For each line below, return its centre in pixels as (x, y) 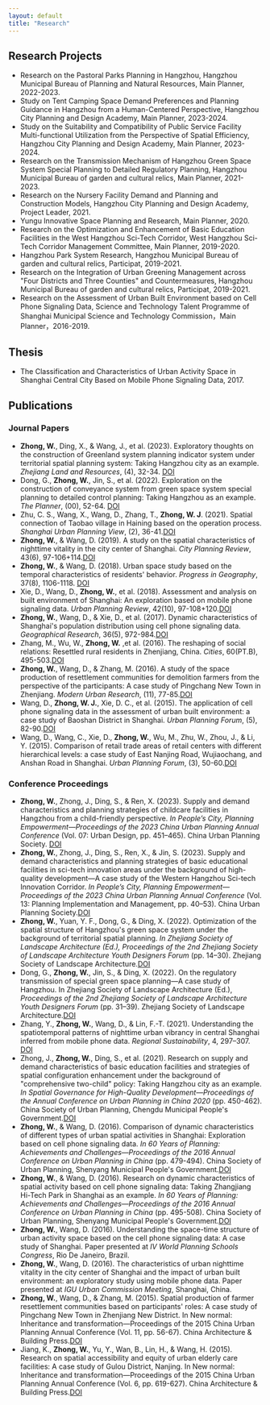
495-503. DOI (42, 660)
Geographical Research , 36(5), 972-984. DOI (94, 634)
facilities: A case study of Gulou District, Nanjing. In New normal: (127, 1366)
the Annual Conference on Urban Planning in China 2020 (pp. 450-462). (141, 1101)
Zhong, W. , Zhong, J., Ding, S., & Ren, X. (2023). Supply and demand (135, 801)
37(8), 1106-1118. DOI (55, 583)
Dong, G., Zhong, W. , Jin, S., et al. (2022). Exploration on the (121, 480)
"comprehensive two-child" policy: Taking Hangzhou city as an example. (141, 1084)
